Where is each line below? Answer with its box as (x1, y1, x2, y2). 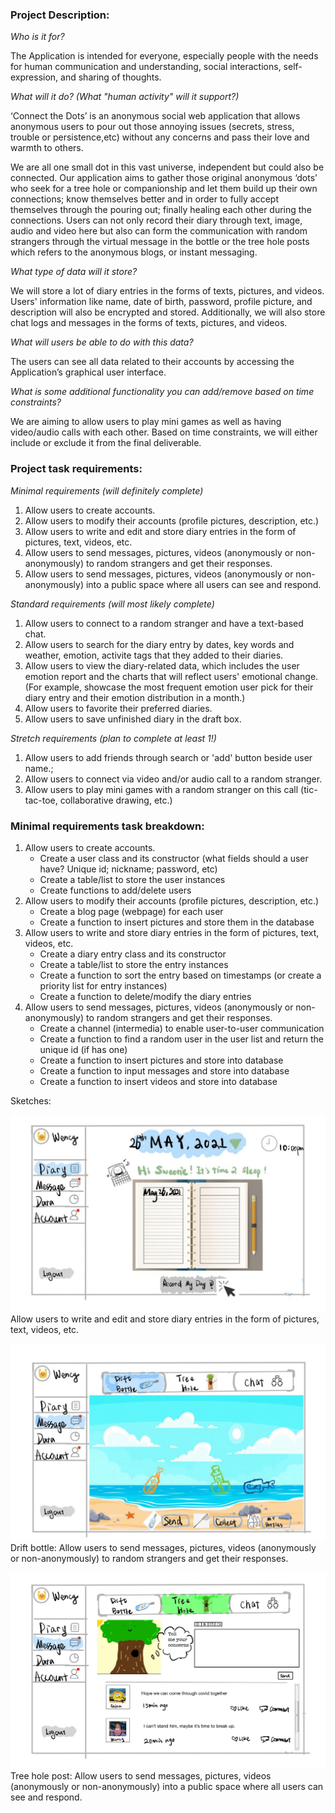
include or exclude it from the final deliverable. (10, 437, 202, 449)
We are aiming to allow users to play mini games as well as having (10, 416, 282, 428)
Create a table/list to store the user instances (39, 873, 226, 885)
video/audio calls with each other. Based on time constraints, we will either (10, 426, 318, 438)
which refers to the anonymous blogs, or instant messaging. (10, 246, 258, 258)
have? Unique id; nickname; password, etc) (39, 863, 218, 875)
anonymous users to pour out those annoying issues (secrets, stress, (10, 121, 295, 133)
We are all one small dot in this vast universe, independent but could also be (10, 161, 325, 173)
